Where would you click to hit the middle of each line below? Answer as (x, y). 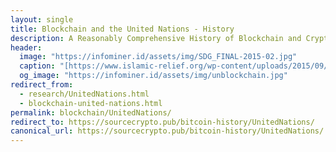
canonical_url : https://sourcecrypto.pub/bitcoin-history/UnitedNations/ (167, 131)
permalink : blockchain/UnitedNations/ (91, 112)
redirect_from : (42, 85)
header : (26, 47)
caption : (37, 66)
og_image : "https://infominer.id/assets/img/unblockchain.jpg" (153, 76)
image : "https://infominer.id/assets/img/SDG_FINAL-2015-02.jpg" (158, 57)
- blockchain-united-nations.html (91, 103)
